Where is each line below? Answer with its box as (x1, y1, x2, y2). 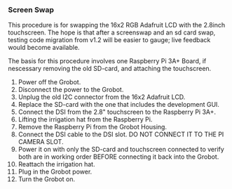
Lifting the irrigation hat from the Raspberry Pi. (18, 115, 153, 124)
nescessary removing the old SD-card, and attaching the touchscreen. (8, 65, 212, 73)
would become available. (8, 44, 80, 52)
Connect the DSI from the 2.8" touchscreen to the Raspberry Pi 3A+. (18, 107, 217, 117)
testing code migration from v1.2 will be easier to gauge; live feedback (8, 36, 211, 44)
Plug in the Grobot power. (18, 167, 93, 176)
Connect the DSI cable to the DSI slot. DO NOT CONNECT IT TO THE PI (18, 130, 224, 138)
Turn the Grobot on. (18, 175, 76, 183)
